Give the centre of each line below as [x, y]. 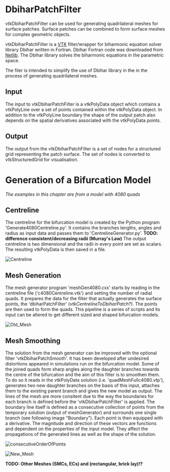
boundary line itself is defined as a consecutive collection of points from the [85, 407]
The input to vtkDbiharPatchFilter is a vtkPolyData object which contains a [83, 104]
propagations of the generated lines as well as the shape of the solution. [81, 434]
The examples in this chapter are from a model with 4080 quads [73, 194]
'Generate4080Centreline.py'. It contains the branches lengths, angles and [83, 228]
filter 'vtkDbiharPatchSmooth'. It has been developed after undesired [77, 358]
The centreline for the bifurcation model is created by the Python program [82, 222]
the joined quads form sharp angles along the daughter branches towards [82, 369]
